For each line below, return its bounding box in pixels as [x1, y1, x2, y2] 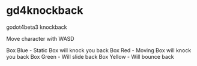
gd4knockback [6, 4, 83, 17]
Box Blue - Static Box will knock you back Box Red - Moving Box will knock [6, 46, 192, 54]
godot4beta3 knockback [6, 23, 67, 31]
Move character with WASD [6, 35, 74, 42]
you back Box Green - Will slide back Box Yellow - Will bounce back [6, 53, 174, 60]
